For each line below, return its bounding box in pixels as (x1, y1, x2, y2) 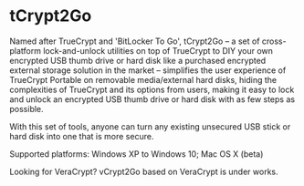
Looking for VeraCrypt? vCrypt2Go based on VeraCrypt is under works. (9, 166, 278, 177)
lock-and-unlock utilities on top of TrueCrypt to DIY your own (42, 45, 274, 56)
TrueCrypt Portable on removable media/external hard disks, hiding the (9, 74, 278, 85)
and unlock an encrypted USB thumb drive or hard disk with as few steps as (9, 93, 295, 105)
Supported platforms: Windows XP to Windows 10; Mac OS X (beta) (9, 148, 264, 160)
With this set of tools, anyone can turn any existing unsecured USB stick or (9, 120, 291, 132)
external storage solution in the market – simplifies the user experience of (9, 65, 287, 76)
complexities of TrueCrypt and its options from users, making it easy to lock (9, 84, 295, 95)
